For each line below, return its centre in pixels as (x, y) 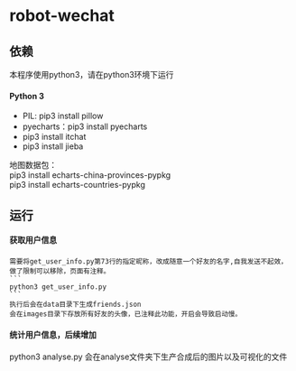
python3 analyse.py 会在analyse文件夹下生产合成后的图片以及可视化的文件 (148, 357)
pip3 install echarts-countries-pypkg (78, 185)
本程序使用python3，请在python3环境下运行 (92, 74)
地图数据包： (33, 165)
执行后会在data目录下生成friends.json (75, 304)
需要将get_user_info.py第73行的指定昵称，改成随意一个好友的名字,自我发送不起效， (148, 261)
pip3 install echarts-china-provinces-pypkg (90, 175)
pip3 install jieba (53, 146)
